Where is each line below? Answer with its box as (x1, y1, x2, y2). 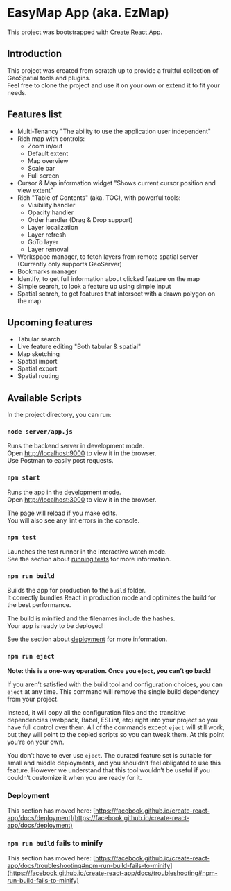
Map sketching (17, 350, 60, 358)
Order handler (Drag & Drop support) (27, 215, 133, 223)
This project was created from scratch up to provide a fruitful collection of (7, 66, 219, 74)
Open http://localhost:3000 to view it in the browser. (7, 495, 157, 504)
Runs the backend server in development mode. (7, 442, 144, 450)
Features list (7, 109, 62, 121)
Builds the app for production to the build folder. (7, 586, 146, 595)
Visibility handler (27, 201, 76, 209)
